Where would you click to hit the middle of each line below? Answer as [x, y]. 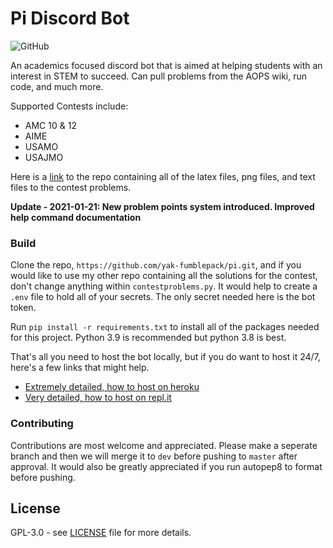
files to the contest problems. [71, 187]
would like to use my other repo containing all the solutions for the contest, [164, 276]
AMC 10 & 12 [50, 125]
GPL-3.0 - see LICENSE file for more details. [101, 533]
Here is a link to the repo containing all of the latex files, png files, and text [163, 176]
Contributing [42, 424]
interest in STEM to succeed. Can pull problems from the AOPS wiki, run [159, 76]
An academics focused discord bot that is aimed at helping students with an [166, 65]
